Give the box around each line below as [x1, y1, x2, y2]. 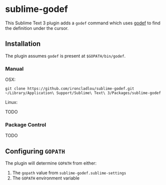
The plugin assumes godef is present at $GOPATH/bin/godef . [5, 53, 126, 59]
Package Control [5, 121, 46, 128]
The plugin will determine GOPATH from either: [5, 160, 97, 166]
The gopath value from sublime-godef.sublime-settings [12, 170, 127, 176]
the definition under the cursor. [5, 25, 69, 31]
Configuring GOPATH [5, 147, 66, 155]
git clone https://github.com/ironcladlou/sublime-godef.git [5, 86, 135, 92]
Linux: [5, 99, 18, 105]
